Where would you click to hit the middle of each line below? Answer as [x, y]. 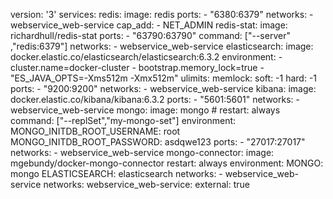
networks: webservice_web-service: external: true [146, 184]
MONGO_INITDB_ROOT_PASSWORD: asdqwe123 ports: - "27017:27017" [158, 142]
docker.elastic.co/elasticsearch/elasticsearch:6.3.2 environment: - [146, 57]
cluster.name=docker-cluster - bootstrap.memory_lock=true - [137, 67]
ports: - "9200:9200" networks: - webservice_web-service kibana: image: [163, 88]
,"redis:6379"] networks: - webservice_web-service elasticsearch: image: [162, 46]
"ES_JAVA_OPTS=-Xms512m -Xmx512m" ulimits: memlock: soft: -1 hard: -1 [164, 78]
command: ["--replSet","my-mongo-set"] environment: [123, 120]
